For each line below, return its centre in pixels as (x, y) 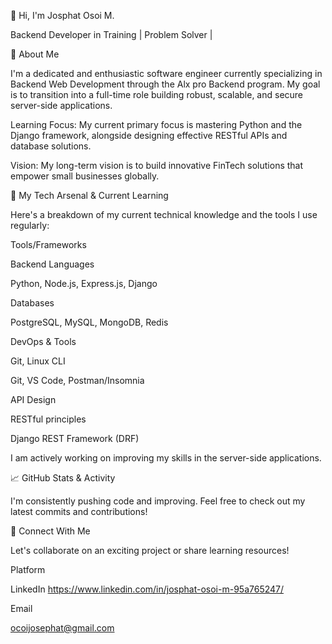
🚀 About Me (35, 54)
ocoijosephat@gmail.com (62, 628)
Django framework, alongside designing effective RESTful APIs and (149, 135)
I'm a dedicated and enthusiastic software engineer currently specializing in (166, 73)
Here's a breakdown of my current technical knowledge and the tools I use (164, 214)
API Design (33, 399)
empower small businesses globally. (85, 176)
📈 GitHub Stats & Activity (63, 478)
